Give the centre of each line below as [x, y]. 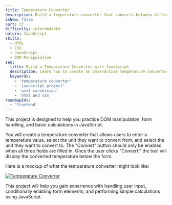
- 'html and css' [33, 95]
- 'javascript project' [40, 86]
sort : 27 [15, 24]
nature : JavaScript [26, 34]
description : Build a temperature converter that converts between [79, 15]
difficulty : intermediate [33, 29]
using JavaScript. [24, 197]
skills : [14, 39]
